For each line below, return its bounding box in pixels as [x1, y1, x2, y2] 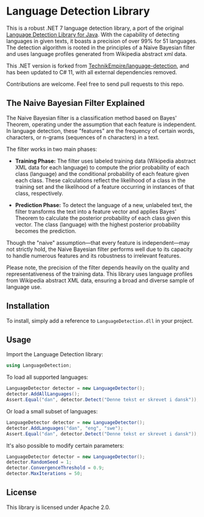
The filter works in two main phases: [6, 145, 97, 153]
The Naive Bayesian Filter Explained [6, 98, 145, 108]
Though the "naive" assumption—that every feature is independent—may [6, 239, 190, 246]
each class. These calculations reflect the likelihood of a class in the [15, 177, 186, 184]
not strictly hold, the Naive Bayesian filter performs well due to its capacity [6, 245, 193, 253]
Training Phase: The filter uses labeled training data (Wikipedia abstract [15, 157, 196, 164]
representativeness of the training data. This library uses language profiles [6, 270, 193, 278]
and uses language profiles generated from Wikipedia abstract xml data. [6, 50, 187, 57]
